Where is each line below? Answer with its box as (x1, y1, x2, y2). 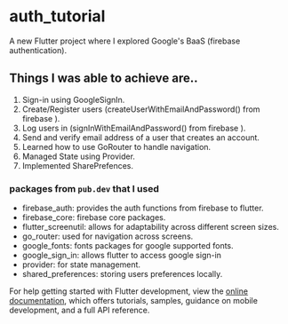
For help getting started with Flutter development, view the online (9, 286, 249, 296)
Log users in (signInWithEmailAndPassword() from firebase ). (21, 122, 246, 133)
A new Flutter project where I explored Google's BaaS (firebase (9, 36, 241, 46)
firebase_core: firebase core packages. (21, 212, 166, 223)
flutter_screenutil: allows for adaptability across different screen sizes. (21, 222, 280, 233)
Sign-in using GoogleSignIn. (21, 94, 125, 105)
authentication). (9, 44, 68, 55)
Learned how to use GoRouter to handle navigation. (21, 141, 212, 152)
